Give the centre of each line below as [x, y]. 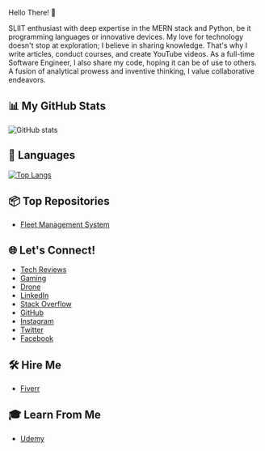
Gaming [33, 279]
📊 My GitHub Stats [57, 106]
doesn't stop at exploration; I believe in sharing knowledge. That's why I [128, 45]
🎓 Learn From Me [55, 415]
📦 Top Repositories [59, 201]
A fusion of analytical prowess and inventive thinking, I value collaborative [131, 71]
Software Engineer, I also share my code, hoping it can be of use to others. [132, 62]
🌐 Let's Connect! [52, 250]
